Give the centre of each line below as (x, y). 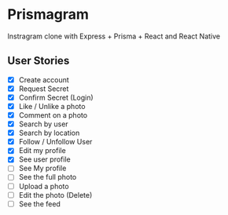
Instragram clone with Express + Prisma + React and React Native (114, 36)
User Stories (39, 61)
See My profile (42, 168)
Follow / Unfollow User (55, 142)
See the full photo (48, 177)
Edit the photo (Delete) (55, 195)
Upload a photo (44, 186)
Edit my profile (42, 151)
